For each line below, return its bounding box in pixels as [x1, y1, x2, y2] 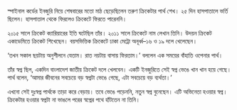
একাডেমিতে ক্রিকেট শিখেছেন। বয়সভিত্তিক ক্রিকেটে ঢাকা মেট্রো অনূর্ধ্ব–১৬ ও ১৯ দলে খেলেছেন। [7, 37, 198, 45]
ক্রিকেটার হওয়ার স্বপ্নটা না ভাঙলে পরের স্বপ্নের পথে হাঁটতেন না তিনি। [7, 96, 141, 104]
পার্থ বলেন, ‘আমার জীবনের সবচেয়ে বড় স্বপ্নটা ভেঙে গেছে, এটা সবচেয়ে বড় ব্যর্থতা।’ [7, 73, 172, 82]
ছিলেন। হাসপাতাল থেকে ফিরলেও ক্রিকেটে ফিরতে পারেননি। [7, 15, 127, 23]
